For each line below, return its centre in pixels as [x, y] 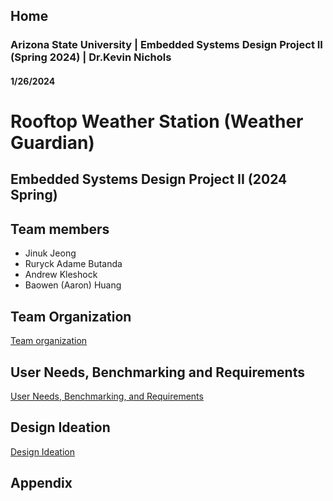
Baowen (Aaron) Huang [73, 285]
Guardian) [52, 143]
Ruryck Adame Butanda [73, 264]
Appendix [41, 483]
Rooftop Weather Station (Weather [157, 121]
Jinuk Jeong [50, 253]
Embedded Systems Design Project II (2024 [149, 179]
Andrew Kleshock [61, 275]
